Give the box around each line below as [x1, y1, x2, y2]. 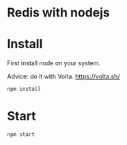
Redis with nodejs [7, 5, 111, 21]
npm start [7, 131, 36, 138]
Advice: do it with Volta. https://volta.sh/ [7, 72, 120, 80]
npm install [7, 86, 41, 93]
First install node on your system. [7, 59, 101, 67]
